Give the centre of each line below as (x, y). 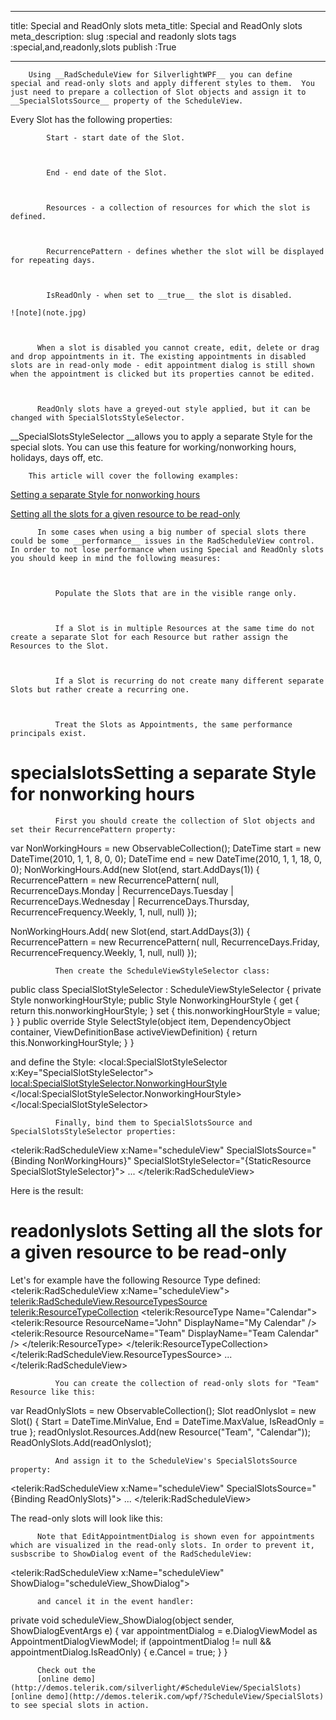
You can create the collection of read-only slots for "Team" (187, 1383)
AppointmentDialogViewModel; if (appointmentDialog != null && (141, 1641)
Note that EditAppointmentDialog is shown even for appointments (175, 1536)
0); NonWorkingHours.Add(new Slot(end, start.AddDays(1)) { (135, 869)
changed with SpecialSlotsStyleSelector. (98, 418)
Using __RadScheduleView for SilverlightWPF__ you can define (160, 75)
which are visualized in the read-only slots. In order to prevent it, (162, 1545)
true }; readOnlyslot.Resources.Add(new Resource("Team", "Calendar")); (161, 1432)
